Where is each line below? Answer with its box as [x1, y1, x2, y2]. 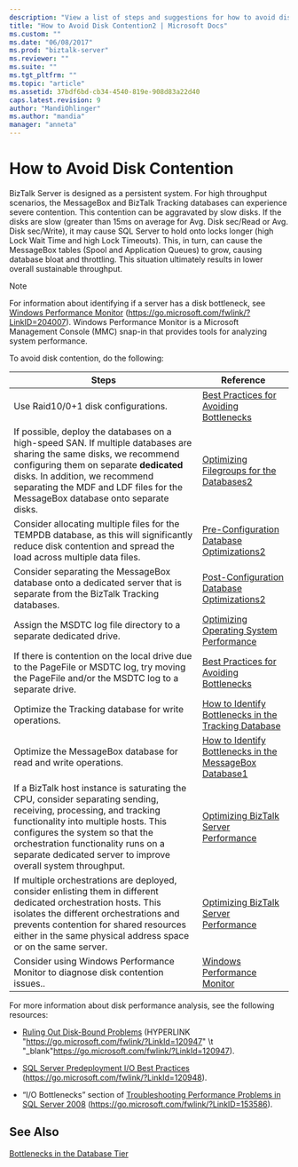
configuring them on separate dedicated [13, 458, 184, 471]
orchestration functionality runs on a [13, 837, 166, 849]
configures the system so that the [13, 826, 153, 838]
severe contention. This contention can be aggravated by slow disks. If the [9, 206, 282, 218]
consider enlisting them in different [13, 885, 160, 897]
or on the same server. [13, 941, 108, 953]
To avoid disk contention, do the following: [9, 353, 164, 363]
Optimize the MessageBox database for [13, 745, 179, 758]
